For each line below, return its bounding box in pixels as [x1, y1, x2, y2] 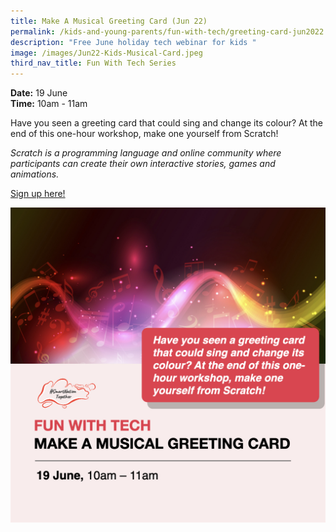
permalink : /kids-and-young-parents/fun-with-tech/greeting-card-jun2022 [10, 26, 325, 37]
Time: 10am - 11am [10, 98, 88, 110]
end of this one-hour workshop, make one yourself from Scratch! [10, 128, 279, 140]
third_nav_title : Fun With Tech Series [10, 58, 177, 69]
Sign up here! [10, 188, 66, 200]
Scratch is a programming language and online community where [10, 147, 282, 159]
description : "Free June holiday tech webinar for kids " [10, 37, 257, 47]
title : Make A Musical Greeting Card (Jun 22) [10, 16, 208, 26]
